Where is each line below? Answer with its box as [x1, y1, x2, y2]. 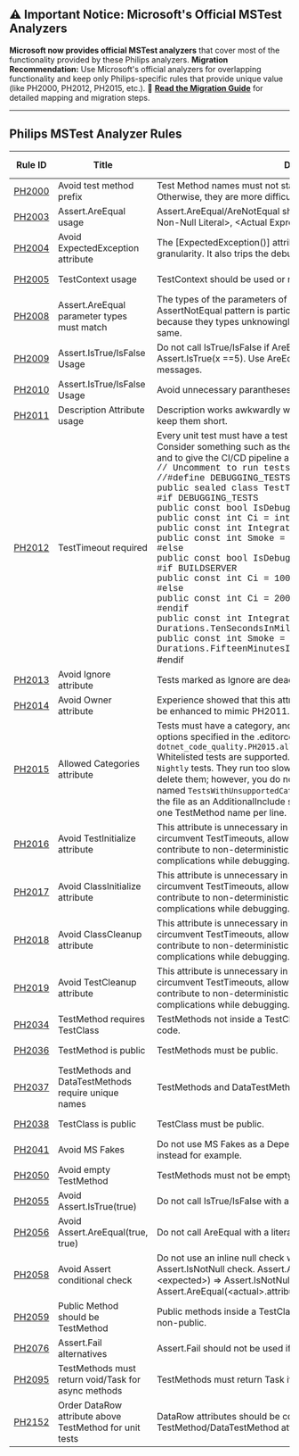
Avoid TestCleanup [57, 976, 137, 988]
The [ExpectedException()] [157, 236, 271, 248]
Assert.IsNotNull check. [157, 1262, 255, 1275]
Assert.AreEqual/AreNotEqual [157, 204, 280, 217]
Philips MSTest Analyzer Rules [9, 127, 182, 142]
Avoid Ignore [57, 668, 111, 680]
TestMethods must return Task [157, 1373, 285, 1385]
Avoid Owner [57, 694, 112, 706]
